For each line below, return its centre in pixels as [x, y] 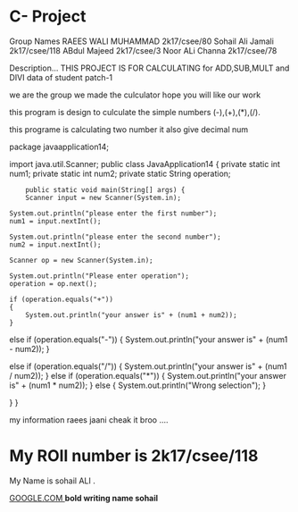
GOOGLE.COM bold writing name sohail [84, 498]
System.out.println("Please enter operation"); [99, 276]
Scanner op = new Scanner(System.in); [81, 260]
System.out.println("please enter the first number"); [113, 213]
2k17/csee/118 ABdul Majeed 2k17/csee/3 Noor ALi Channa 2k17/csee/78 [143, 50]
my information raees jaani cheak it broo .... [89, 420]
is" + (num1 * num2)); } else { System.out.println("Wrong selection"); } [137, 385]
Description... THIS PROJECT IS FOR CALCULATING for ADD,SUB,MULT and [149, 68]
